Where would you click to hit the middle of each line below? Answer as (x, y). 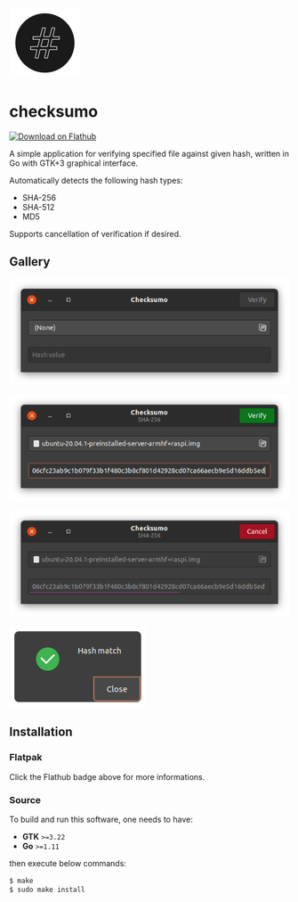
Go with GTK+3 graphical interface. (74, 163)
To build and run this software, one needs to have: (101, 819)
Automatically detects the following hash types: (96, 180)
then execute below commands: (68, 863)
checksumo (54, 112)
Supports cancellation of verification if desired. (95, 234)
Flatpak (26, 758)
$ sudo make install (48, 890)
